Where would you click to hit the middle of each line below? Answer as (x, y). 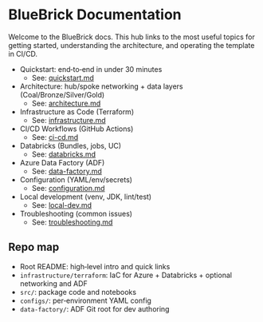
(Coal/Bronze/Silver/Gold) (62, 94)
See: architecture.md (66, 103)
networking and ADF (53, 283)
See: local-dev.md (62, 205)
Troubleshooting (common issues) (76, 213)
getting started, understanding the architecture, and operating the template (131, 45)
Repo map (34, 247)
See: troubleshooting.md (72, 222)
